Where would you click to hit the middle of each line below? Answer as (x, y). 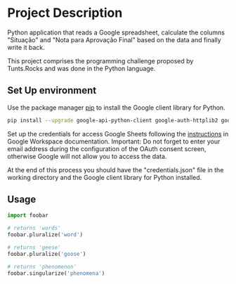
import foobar (28, 216)
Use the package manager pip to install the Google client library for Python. (117, 108)
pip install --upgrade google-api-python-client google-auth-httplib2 (113, 120)
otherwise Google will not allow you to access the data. (87, 156)
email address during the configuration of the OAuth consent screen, (107, 148)
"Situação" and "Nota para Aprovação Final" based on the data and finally (114, 39)
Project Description (65, 13)
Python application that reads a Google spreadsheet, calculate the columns (116, 32)
